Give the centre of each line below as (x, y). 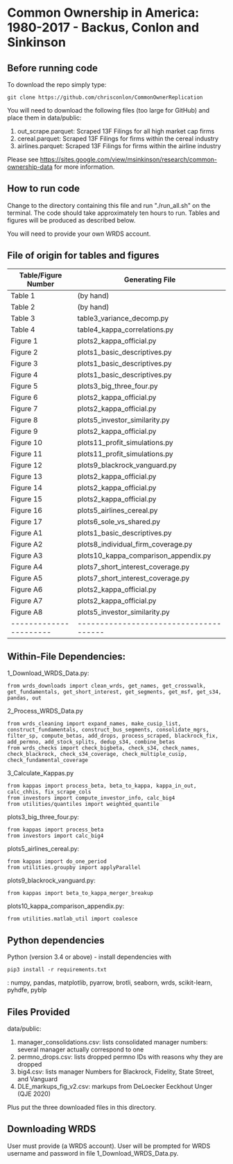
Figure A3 (27, 556)
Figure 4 (24, 375)
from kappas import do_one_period (57, 862)
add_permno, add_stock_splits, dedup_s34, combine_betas (91, 742)
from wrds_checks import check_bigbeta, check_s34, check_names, (103, 748)
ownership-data (30, 167)
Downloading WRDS (52, 1129)
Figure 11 (27, 453)
